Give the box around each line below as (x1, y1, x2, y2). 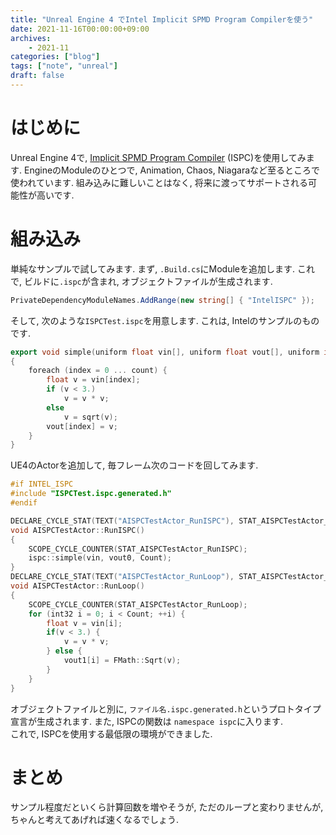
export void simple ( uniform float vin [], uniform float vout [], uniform (10, 347, 320, 357)
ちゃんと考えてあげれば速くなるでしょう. (10, 814, 179, 826)
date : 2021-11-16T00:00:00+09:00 (10, 24, 150, 34)
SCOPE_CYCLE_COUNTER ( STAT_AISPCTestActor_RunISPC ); (28, 544, 248, 554)
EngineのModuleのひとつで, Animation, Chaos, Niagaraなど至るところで (23, 164, 321, 176)
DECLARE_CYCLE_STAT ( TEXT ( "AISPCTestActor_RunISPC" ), (10, 516, 235, 526)
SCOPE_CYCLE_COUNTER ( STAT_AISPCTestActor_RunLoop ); (28, 599, 248, 610)
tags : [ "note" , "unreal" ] (10, 61, 118, 71)
